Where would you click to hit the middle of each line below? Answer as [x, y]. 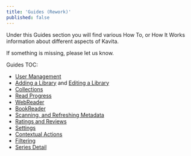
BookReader [30, 108]
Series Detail [31, 147]
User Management [38, 76]
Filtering [25, 140]
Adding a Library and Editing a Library [62, 83]
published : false [28, 18]
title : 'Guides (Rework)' [39, 12]
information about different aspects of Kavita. [63, 41]
